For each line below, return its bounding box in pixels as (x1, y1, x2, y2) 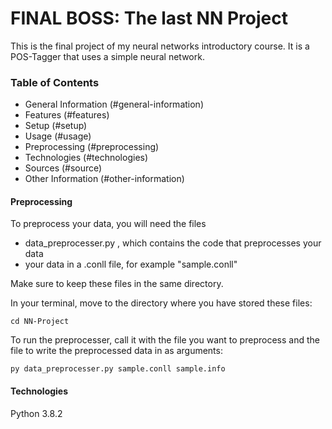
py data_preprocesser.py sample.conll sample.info (10, 364, 226, 374)
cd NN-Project (10, 317, 70, 327)
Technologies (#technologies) (24, 152, 149, 164)
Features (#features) (24, 109, 110, 121)
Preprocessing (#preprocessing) (24, 141, 160, 153)
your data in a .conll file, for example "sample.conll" (24, 258, 238, 271)
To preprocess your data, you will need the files (10, 218, 207, 230)
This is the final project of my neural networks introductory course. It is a (10, 40, 310, 52)
